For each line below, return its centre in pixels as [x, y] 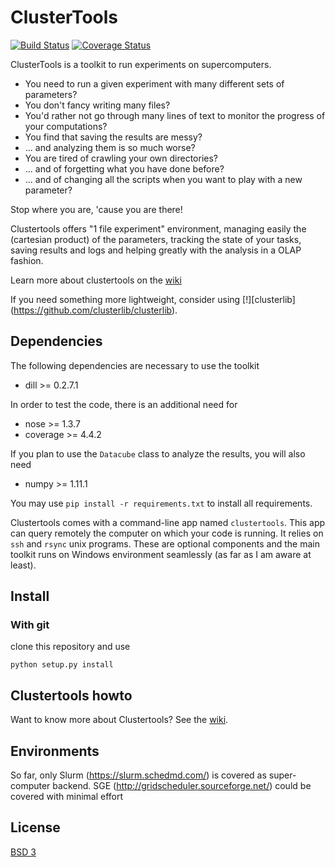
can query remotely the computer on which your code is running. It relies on [167, 533]
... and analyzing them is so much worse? [110, 147]
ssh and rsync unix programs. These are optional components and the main [165, 543]
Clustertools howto [71, 695]
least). [23, 565]
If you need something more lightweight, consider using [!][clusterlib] [153, 299]
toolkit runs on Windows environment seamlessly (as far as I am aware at [161, 554]
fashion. [27, 260]
